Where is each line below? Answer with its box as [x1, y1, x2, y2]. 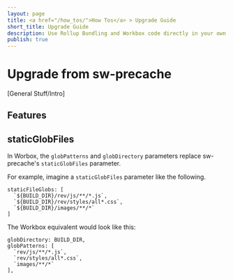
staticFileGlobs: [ [7, 186, 64, 193]
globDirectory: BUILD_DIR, [7, 237, 86, 244]
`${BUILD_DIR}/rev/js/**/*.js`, [13, 193, 108, 200]
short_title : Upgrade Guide [7, 23, 89, 30]
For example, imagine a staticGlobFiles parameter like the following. [7, 172, 206, 182]
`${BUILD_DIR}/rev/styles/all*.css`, [13, 198, 123, 206]
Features [7, 110, 47, 121]
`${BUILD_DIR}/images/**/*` [13, 205, 96, 212]
